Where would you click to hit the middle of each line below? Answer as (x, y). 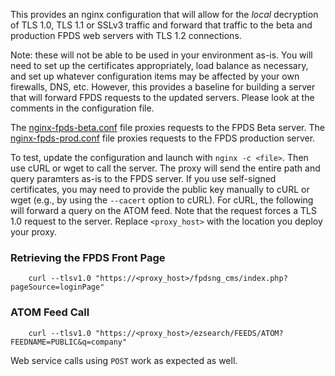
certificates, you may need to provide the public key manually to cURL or (160, 189)
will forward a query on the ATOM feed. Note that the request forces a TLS (163, 210)
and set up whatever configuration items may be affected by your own (155, 76)
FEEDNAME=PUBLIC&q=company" (69, 342)
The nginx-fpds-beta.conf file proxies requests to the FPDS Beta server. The (167, 127)
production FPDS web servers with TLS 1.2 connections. (126, 35)
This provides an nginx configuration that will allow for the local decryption (164, 14)
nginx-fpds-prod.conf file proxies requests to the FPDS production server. (163, 138)
